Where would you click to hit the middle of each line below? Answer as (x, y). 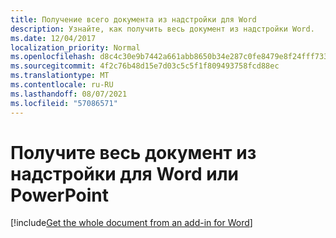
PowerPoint (59, 195)
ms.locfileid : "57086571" (64, 103)
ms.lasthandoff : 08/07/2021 (69, 94)
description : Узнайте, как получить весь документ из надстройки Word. (162, 29)
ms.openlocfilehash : (53, 57)
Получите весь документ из (133, 152)
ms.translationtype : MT (60, 76)
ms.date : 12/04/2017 (53, 38)
